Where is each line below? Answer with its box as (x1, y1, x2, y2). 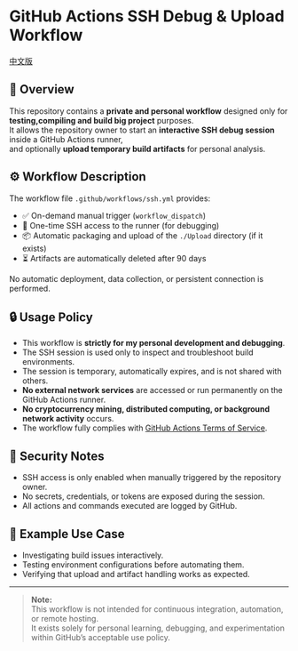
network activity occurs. (21, 414, 114, 424)
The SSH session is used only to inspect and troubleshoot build (21, 347, 255, 358)
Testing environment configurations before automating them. (21, 559, 245, 570)
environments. (21, 357, 75, 367)
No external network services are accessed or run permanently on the (21, 385, 283, 396)
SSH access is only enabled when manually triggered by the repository (21, 472, 282, 483)
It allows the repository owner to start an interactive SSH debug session (9, 125, 275, 135)
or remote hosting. (30, 614, 99, 623)
